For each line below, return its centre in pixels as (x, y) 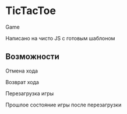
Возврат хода (22, 82)
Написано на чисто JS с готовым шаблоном (60, 38)
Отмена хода (22, 71)
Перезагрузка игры (30, 93)
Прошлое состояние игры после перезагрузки (63, 105)
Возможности (32, 57)
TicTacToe (31, 11)
